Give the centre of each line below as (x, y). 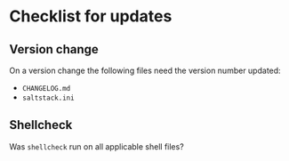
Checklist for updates (91, 16)
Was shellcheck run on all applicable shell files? (96, 146)
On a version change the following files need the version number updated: (145, 70)
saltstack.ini (48, 98)
